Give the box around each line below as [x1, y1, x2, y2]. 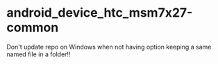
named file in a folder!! [6, 50, 71, 58]
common [6, 19, 59, 35]
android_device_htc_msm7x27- [6, 5, 193, 21]
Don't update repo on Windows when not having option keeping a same [6, 42, 212, 51]
